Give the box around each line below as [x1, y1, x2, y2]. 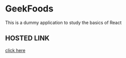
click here [5, 47, 26, 53]
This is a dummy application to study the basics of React [5, 19, 122, 25]
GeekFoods [5, 3, 53, 14]
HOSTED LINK [5, 34, 50, 42]
